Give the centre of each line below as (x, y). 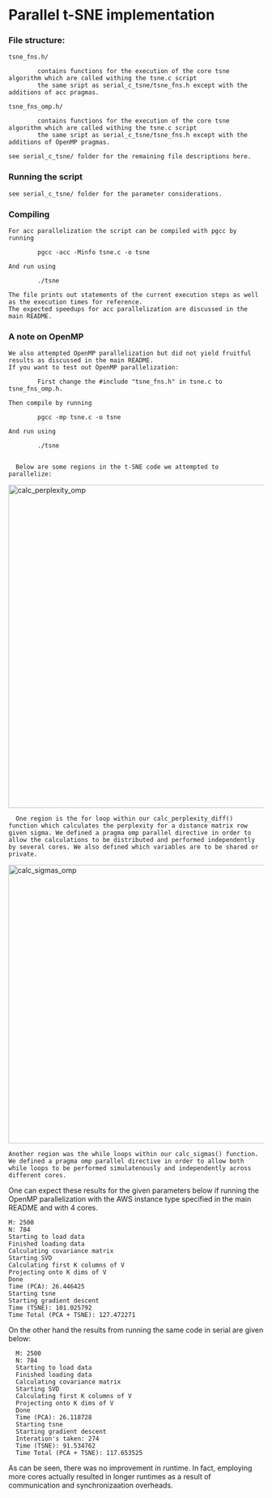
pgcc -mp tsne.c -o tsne (79, 417)
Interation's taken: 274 (57, 1439)
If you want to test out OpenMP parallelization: (94, 368)
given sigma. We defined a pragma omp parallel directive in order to (130, 833)
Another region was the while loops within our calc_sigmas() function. (134, 1155)
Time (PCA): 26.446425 (47, 1287)
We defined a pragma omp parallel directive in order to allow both (126, 1161)
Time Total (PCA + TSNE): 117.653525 (79, 1453)
